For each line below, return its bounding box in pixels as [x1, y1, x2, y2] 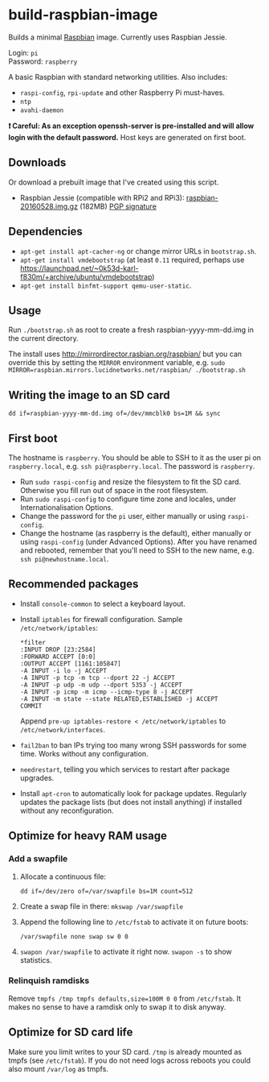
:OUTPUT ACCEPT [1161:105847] [19, 659, 122, 668]
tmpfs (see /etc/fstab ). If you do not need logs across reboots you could [8, 1055, 251, 1065]
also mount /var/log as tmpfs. [8, 1063, 108, 1073]
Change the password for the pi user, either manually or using [19, 512, 226, 520]
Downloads [8, 155, 67, 170]
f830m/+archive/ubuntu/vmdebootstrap [19, 272, 153, 281]
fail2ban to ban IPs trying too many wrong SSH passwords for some [19, 740, 247, 750]
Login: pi [8, 48, 39, 57]
